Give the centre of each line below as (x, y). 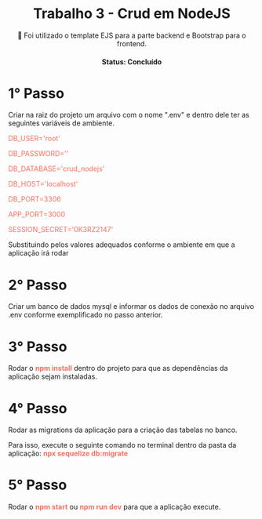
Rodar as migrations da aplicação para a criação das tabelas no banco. (123, 430)
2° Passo (38, 285)
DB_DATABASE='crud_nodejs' (56, 169)
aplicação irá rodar (38, 253)
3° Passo (38, 347)
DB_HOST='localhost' (43, 184)
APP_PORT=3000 (37, 214)
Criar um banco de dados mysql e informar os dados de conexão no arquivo (131, 307)
